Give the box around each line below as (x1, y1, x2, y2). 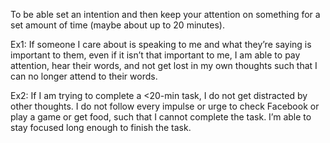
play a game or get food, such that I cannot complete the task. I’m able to (10, 111, 312, 123)
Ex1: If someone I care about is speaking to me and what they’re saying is (10, 39, 312, 50)
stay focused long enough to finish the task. (10, 122, 192, 133)
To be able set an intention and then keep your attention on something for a (10, 9, 321, 20)
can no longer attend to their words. (10, 70, 158, 82)
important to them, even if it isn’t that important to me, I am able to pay (10, 49, 301, 61)
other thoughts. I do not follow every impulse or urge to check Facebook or (10, 100, 320, 112)
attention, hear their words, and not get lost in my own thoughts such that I (10, 60, 318, 71)
